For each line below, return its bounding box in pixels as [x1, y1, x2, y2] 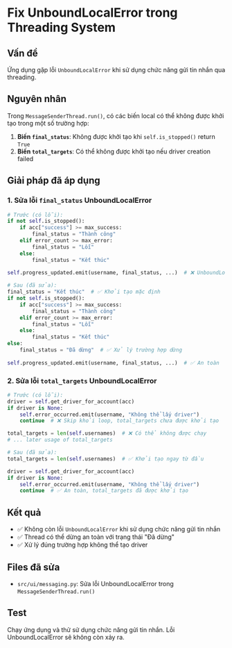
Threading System [7, 19, 116, 35]
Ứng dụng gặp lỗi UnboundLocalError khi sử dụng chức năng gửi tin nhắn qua [7, 66, 226, 74]
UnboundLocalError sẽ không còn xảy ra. [7, 633, 125, 641]
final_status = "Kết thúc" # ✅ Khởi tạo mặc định [7, 288, 161, 296]
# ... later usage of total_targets [7, 436, 113, 444]
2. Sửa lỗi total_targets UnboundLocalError [7, 376, 157, 385]
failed [17, 154, 34, 163]
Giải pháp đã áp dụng [7, 175, 100, 187]
